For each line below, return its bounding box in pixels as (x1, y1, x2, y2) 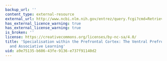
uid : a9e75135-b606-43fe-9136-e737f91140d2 (5, 48, 97, 53)
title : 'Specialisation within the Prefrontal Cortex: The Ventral (5, 39, 148, 44)
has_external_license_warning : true (5, 26, 81, 30)
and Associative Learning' (9, 44, 66, 49)
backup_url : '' (5, 7, 37, 12)
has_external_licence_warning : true (5, 21, 81, 26)
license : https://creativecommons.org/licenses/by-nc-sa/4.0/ (5, 35, 137, 40)
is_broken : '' (5, 30, 35, 35)
